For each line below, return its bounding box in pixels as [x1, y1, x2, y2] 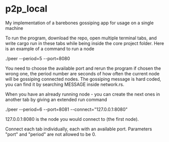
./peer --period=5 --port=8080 [5, 55, 70, 61]
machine [5, 25, 24, 31]
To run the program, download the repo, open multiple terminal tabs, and [5, 35, 157, 41]
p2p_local [5, 3, 48, 15]
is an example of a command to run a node [5, 45, 95, 52]
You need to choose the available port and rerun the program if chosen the [5, 65, 161, 71]
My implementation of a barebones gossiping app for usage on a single [5, 20, 154, 26]
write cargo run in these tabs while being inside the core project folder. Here [5, 40, 164, 46]
